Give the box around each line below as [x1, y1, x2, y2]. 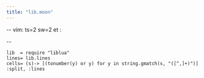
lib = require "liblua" [6, 50, 70, 56]
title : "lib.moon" [6, 9, 53, 15]
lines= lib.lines [6, 55, 51, 61]
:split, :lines [6, 66, 45, 72]
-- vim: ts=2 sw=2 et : [6, 26, 62, 33]
